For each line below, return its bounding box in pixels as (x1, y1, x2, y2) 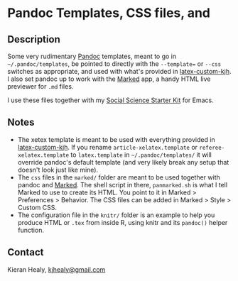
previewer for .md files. (7, 82, 74, 90)
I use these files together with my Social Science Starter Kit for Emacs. (7, 96, 215, 104)
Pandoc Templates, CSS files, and (7, 5, 211, 21)
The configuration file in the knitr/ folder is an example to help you (17, 211, 215, 219)
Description (7, 33, 60, 45)
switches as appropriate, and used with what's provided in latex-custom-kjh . (7, 67, 232, 75)
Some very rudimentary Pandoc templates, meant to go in (7, 52, 177, 60)
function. (17, 226, 45, 234)
